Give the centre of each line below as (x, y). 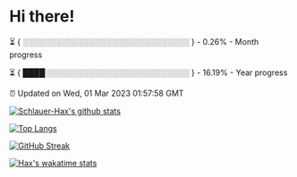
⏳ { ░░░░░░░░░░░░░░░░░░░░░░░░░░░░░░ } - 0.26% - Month (134, 41)
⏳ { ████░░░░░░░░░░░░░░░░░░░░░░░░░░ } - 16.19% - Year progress (148, 72)
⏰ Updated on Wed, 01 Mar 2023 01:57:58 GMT (97, 93)
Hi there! (42, 17)
